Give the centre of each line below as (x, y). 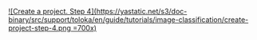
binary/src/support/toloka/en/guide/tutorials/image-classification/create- (128, 20)
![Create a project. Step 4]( (53, 11)
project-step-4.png (40, 28)
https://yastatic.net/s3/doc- (142, 11)
